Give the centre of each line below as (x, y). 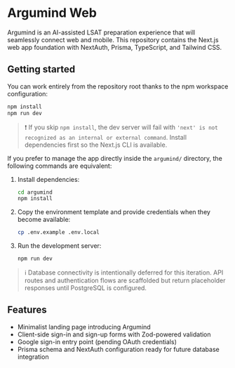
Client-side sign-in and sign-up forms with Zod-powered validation (114, 334)
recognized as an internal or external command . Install (106, 137)
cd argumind (35, 192)
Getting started (41, 69)
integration (33, 357)
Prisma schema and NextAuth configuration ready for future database (118, 349)
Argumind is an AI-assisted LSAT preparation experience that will (101, 32)
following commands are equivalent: (60, 166)
